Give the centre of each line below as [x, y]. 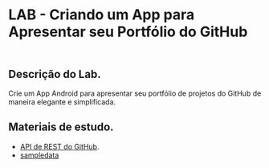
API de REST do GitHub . [59, 146]
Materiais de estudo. [61, 127]
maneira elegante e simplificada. [62, 102]
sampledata [39, 155]
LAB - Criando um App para [102, 15]
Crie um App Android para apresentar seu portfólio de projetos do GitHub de [135, 93]
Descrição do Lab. [55, 74]
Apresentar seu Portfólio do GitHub [128, 32]
